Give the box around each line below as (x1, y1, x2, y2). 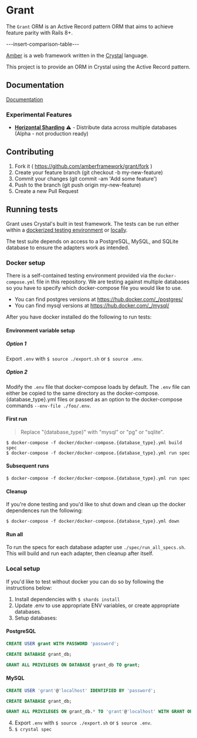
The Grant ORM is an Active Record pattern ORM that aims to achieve (6, 23, 174, 30)
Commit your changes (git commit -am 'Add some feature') (14, 175, 157, 182)
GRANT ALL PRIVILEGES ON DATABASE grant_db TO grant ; (6, 662, 141, 668)
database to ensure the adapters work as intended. (6, 244, 130, 251)
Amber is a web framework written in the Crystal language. (6, 52, 148, 59)
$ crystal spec (14, 727, 52, 733)
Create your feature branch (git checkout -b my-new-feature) (14, 168, 163, 176)
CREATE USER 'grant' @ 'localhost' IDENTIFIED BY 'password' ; (6, 688, 157, 693)
